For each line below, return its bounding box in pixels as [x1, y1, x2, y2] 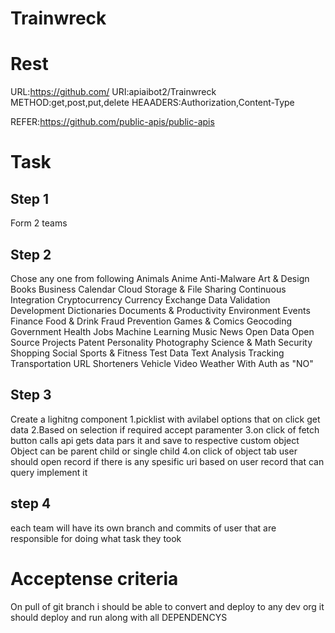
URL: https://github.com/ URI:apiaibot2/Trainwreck [10, 86, 217, 98]
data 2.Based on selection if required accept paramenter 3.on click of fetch [10, 423, 320, 436]
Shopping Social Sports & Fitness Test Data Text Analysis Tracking [10, 347, 285, 359]
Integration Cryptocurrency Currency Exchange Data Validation [10, 293, 271, 306]
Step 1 [10, 190, 50, 207]
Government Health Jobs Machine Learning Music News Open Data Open [10, 325, 315, 337]
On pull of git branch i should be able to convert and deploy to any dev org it [10, 600, 325, 612]
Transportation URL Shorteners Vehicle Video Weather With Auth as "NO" [10, 357, 314, 369]
